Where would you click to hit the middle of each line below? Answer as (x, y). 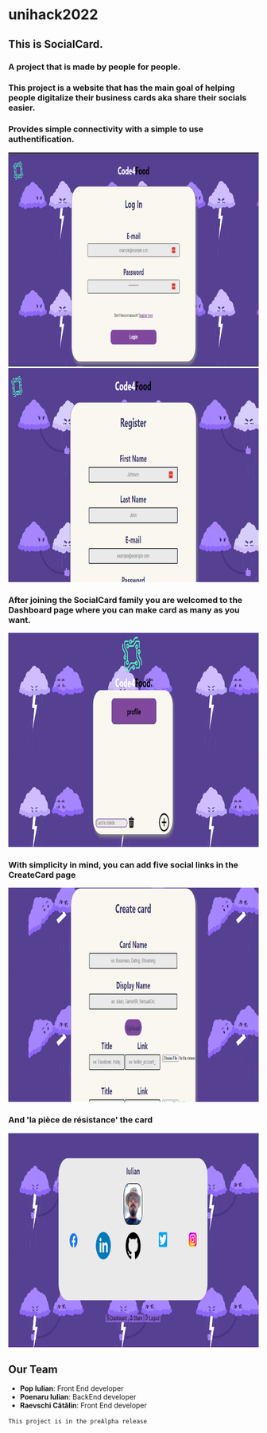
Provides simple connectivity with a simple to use (106, 129)
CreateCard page (42, 875)
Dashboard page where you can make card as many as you (124, 609)
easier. (22, 108)
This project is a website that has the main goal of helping (122, 88)
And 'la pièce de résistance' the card (81, 1120)
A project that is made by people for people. (95, 67)
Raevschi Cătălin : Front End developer (83, 1406)
